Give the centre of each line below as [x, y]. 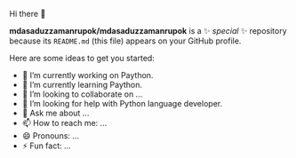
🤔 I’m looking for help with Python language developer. [122, 103]
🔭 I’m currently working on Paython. [88, 75]
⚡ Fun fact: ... [46, 146]
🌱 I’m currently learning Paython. [82, 85]
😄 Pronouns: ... [51, 136]
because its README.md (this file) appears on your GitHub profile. [125, 41]
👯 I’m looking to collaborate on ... [82, 94]
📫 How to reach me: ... [64, 123]
